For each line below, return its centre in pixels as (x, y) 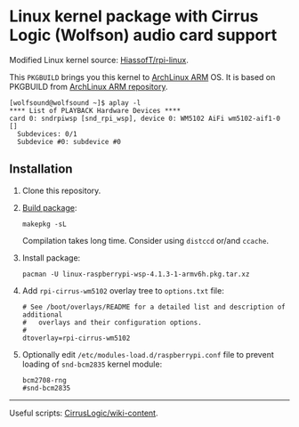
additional (42, 314)
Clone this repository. (61, 190)
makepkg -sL (44, 224)
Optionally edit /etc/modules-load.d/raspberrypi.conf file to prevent (148, 354)
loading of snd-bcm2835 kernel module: (92, 364)
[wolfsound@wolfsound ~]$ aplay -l (75, 103)
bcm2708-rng (44, 380)
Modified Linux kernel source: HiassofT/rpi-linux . (99, 60)
